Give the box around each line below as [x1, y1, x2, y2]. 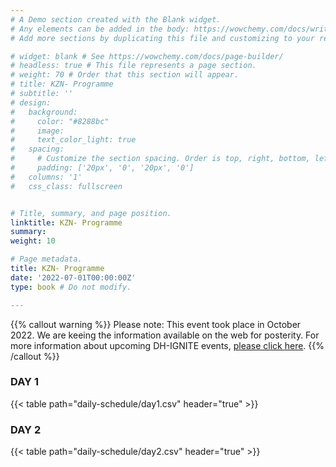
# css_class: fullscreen [10, 181, 123, 191]
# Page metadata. [10, 254, 83, 265]
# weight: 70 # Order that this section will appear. [10, 70, 240, 80]
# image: [10, 126, 65, 136]
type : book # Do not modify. [10, 282, 132, 292]
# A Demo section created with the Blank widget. [10, 14, 222, 25]
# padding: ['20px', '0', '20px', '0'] [10, 163, 195, 173]
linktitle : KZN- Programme [10, 217, 123, 228]
